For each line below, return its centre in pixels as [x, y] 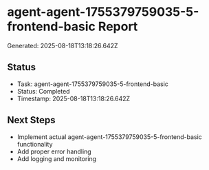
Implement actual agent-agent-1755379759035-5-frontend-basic [110, 137]
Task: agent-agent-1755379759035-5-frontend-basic [92, 84]
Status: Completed [43, 91]
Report [118, 26]
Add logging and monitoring [57, 158]
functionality [35, 144]
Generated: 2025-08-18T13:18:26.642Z [63, 45]
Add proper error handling [54, 151]
